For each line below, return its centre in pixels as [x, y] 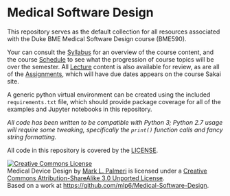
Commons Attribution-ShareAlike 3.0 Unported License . [86, 178]
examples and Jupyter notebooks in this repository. [80, 109]
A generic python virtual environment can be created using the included [109, 95]
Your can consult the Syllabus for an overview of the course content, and [111, 52]
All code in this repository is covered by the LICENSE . [83, 150]
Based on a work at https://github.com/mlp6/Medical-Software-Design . [108, 185]
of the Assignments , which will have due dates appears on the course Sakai [114, 74]
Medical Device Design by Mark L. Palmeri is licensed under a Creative [107, 171]
